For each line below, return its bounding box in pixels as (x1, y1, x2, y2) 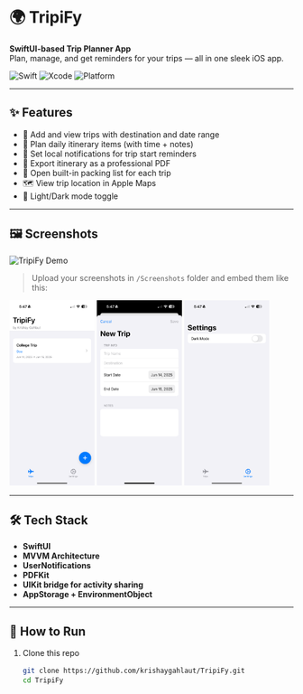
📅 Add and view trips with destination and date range (22, 128, 220, 140)
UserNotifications (22, 560, 92, 571)
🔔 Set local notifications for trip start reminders (22, 148, 197, 159)
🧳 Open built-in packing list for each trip (22, 167, 171, 178)
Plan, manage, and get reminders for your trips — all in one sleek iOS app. (9, 52, 284, 63)
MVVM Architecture (22, 550, 100, 561)
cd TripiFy (22, 676, 64, 685)
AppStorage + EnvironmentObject (22, 589, 153, 600)
